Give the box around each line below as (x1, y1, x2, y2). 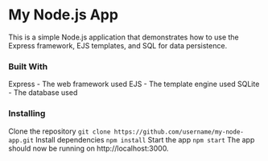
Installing (8, 108, 46, 119)
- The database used (8, 88, 78, 97)
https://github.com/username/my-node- (113, 127, 244, 136)
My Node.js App (8, 6, 119, 24)
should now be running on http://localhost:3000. (8, 143, 169, 153)
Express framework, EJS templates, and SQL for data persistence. (8, 40, 228, 50)
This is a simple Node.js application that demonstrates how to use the (8, 32, 239, 42)
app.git (8, 136, 35, 144)
